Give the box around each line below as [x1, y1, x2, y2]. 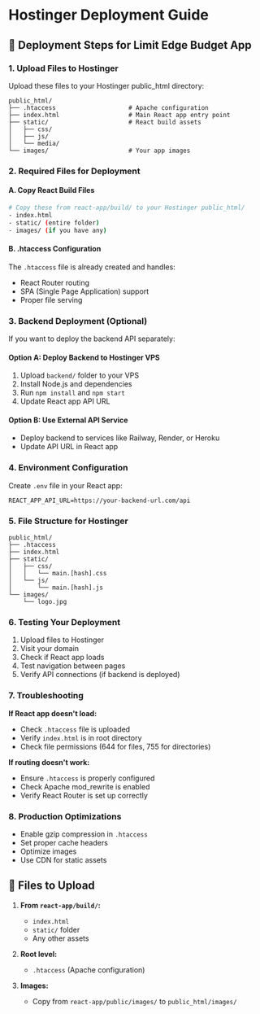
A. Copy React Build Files [8, 186, 95, 195]
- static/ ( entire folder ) [8, 218, 100, 227]
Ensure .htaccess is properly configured [19, 773, 155, 783]
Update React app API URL [19, 396, 110, 406]
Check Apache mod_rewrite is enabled [19, 781, 150, 791]
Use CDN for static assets [19, 854, 107, 864]
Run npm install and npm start [19, 388, 126, 398]
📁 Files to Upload [8, 879, 95, 893]
